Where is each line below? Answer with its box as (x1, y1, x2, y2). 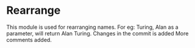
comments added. (6, 36, 52, 43)
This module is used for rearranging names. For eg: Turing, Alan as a (6, 23, 179, 31)
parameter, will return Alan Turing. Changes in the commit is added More (6, 29, 189, 37)
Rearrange (6, 4, 61, 17)
